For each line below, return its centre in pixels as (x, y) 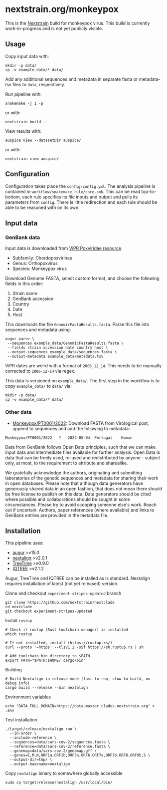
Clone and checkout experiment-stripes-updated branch (63, 593)
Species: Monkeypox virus (40, 269)
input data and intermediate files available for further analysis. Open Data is (83, 452)
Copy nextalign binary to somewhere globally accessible (64, 773)
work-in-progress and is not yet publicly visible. (54, 28)
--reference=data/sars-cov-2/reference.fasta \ (60, 747)
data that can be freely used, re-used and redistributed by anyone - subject (83, 457)
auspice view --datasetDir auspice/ (43, 140)
